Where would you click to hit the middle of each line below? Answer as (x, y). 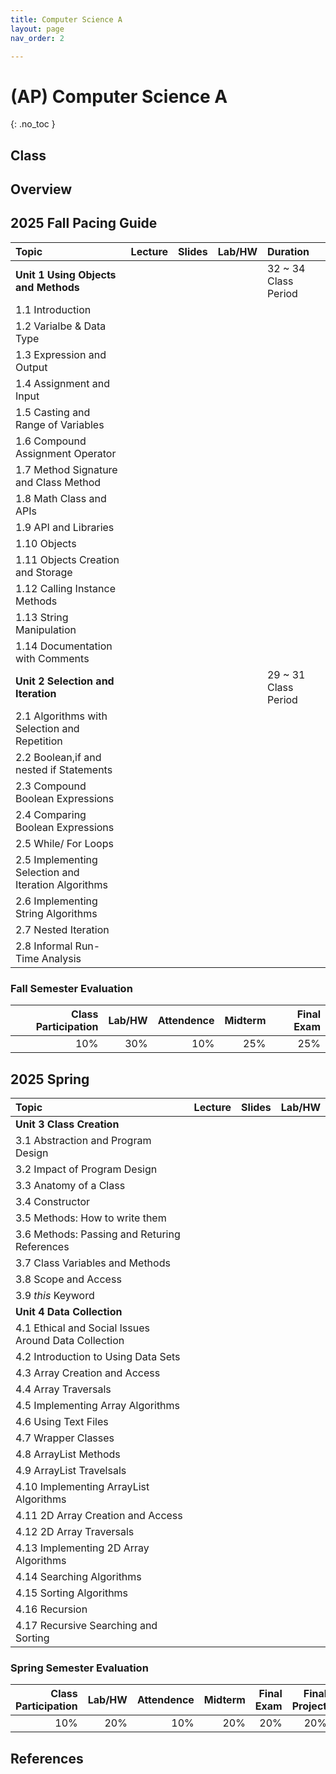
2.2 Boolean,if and (58, 757)
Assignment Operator (66, 453)
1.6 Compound (51, 441)
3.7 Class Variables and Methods (93, 1263)
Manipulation (46, 629)
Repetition (39, 741)
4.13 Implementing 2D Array (82, 1548)
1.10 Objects (46, 543)
